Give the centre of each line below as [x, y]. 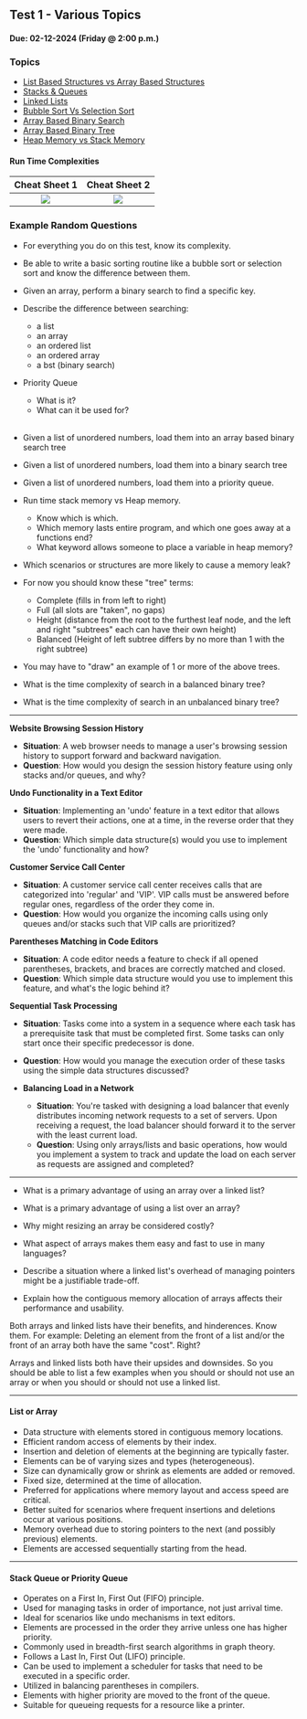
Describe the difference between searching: [106, 308]
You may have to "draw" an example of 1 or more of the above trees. [151, 666]
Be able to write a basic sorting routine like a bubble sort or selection [152, 263]
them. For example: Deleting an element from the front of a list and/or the [147, 1335]
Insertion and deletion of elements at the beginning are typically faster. [156, 1451]
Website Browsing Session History [77, 728]
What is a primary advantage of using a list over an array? [131, 1208]
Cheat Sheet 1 [46, 185]
